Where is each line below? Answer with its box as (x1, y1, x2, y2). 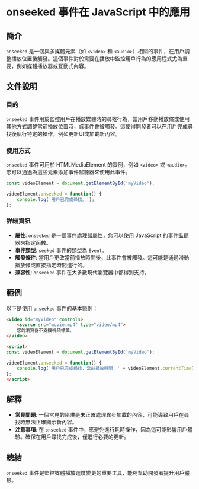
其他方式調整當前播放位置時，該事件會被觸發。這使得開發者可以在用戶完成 (6, 123, 188, 130)
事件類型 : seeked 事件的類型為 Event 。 (14, 247, 108, 254)
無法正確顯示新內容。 (25, 418, 78, 426)
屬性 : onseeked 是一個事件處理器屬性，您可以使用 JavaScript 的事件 (14, 232, 179, 239)
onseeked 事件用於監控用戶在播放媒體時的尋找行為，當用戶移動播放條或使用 (6, 115, 190, 122)
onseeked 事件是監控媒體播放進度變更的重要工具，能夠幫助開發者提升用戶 (6, 469, 185, 476)
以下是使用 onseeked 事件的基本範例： (6, 305, 98, 312)
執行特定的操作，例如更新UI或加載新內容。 (16, 130, 121, 137)
